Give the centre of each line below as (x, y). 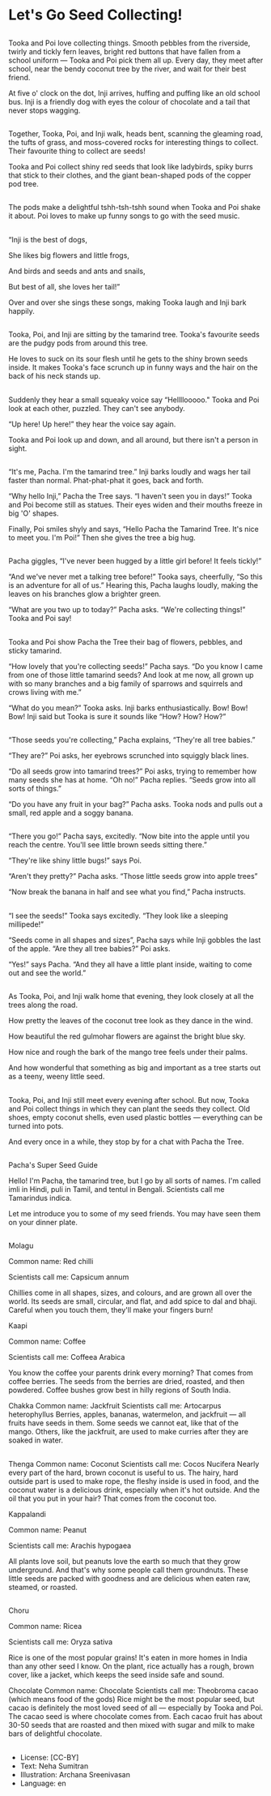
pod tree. (23, 183)
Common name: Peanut (48, 1529)
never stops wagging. (44, 110)
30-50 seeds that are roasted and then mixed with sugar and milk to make (132, 1725)
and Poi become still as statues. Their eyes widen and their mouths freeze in (135, 504)
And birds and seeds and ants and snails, (77, 271)
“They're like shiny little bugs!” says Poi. (75, 860)
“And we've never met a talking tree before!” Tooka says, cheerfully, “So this (135, 577)
